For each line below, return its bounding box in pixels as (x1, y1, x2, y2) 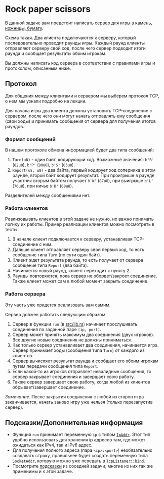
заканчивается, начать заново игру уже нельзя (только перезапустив (5, 399, 153, 405)
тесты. (5, 227, 19, 233)
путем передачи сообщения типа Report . (12, 363, 99, 369)
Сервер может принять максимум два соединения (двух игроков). (12, 332, 155, 337)
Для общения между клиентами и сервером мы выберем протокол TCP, (5, 93, 160, 98)
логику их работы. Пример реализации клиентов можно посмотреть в (5, 221, 155, 227)
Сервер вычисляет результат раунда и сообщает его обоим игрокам (12, 358, 159, 364)
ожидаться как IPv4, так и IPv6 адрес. (12, 442, 93, 448)
